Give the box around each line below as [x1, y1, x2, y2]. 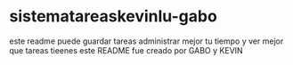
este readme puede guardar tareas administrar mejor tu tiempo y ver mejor [9, 36, 284, 46]
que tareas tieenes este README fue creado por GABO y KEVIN [9, 45, 243, 55]
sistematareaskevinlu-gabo [9, 6, 218, 27]
